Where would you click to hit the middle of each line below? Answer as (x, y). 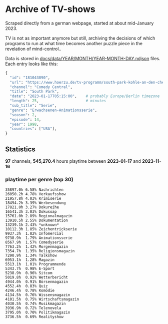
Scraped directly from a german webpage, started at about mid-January (79, 23)
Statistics (20, 149)
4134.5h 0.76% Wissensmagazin (38, 295)
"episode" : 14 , (25, 119)
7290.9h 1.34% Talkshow (31, 256)
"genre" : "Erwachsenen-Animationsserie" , (53, 110)
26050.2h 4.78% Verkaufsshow (35, 194)
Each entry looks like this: (31, 64)
